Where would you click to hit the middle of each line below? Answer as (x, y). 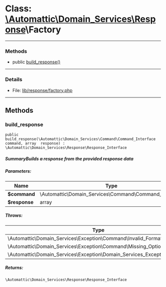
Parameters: (18, 171)
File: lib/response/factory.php (42, 90)
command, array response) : (35, 143)
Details (14, 80)
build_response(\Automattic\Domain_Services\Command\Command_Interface (80, 139)
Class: (19, 9)
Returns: (14, 268)
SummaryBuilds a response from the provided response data (69, 158)
